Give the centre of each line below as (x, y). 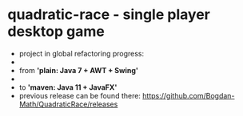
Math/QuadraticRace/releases (68, 104)
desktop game (56, 31)
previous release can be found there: (80, 95)
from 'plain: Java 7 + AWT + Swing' (79, 70)
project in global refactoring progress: (82, 53)
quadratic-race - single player (109, 15)
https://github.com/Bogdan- (189, 95)
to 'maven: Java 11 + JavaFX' (68, 87)
